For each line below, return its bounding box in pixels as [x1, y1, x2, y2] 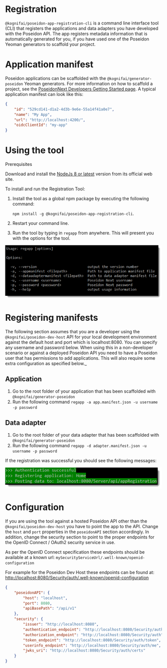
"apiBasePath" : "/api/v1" [23, 606, 77, 611]
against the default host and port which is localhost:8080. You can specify [5, 339, 158, 345]
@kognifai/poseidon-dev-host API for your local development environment [5, 334, 157, 340]
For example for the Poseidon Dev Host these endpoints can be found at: [5, 569, 155, 575]
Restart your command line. [12, 220, 69, 226]
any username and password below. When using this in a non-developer [5, 345, 154, 351]
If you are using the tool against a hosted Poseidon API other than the [5, 518, 148, 524]
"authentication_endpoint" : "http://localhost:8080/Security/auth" [23, 627, 166, 632]
